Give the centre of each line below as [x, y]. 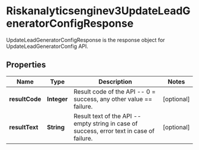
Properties [26, 65]
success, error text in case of [114, 130]
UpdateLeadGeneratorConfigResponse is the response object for [86, 40]
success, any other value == [113, 99]
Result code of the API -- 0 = [115, 91]
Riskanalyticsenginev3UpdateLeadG [98, 11]
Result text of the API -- [107, 116]
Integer [57, 99]
